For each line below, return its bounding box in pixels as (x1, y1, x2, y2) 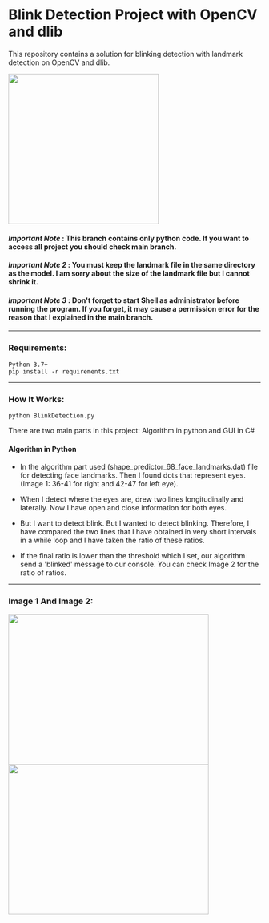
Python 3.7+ (8, 361, 48, 369)
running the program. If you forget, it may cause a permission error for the (8, 304, 259, 313)
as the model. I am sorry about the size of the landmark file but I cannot (8, 268, 250, 278)
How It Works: (8, 393, 65, 405)
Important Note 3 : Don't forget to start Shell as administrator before (8, 295, 240, 305)
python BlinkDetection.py (8, 411, 94, 420)
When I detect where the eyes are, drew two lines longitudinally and (19, 494, 244, 504)
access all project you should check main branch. (8, 242, 177, 252)
